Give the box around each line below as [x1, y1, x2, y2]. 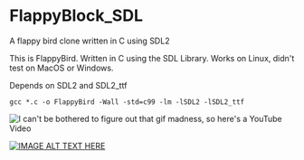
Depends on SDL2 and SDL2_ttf [9, 80, 128, 90]
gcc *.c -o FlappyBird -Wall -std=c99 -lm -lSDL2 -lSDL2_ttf [9, 97, 245, 107]
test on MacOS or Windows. [9, 62, 114, 73]
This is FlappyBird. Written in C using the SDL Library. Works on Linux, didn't [9, 52, 295, 63]
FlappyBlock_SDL [9, 5, 143, 26]
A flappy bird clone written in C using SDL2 [9, 35, 170, 46]
